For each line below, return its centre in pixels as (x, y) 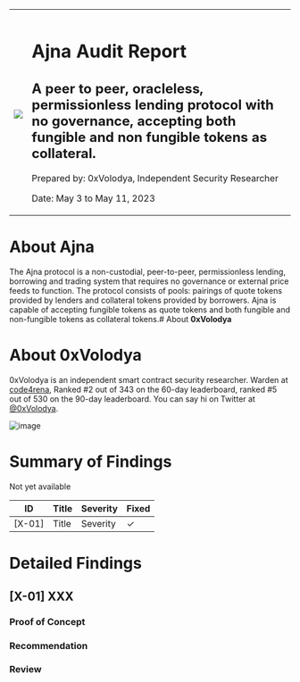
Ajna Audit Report (109, 51)
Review (25, 670)
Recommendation (49, 645)
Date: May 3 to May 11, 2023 (93, 198)
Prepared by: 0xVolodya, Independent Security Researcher (155, 179)
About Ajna (52, 247)
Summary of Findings (91, 462)
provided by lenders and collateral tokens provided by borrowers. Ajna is (143, 300)
